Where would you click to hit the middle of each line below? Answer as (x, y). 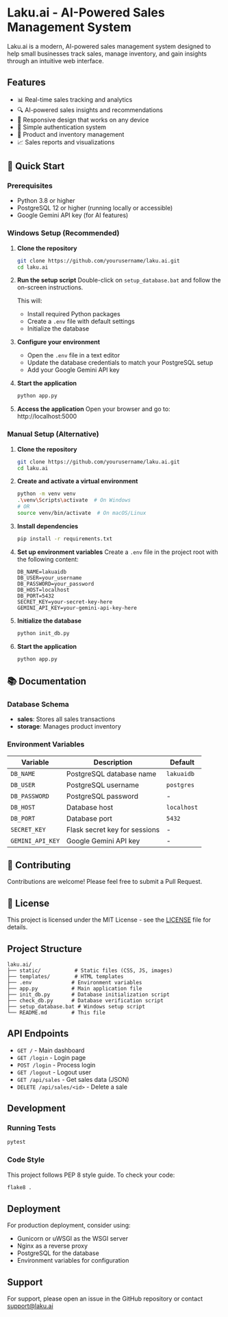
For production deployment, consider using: (69, 1226)
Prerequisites (30, 186)
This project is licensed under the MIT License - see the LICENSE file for (109, 920)
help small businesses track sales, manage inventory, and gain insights (107, 54)
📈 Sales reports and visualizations (66, 142)
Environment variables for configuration (73, 1261)
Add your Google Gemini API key (73, 370)
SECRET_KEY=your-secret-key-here (65, 602)
